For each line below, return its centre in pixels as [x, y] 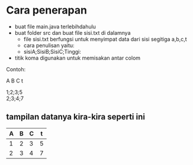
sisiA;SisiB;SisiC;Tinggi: [52, 51]
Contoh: [16, 69]
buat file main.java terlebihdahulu [55, 27]
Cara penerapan [47, 10]
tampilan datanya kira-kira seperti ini [75, 117]
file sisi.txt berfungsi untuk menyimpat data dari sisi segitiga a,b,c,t [105, 39]
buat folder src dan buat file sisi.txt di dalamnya [73, 32]
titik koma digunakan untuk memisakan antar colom [78, 58]
